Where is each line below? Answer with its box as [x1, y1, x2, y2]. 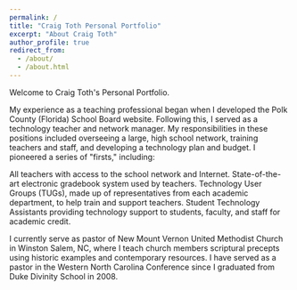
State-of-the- [231, 168, 282, 179]
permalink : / [9, 12, 58, 22]
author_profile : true [9, 37, 90, 47]
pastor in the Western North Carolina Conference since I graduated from [9, 262, 275, 272]
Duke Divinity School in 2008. [9, 270, 119, 281]
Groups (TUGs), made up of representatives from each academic [9, 188, 249, 198]
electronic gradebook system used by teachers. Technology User [21, 178, 262, 189]
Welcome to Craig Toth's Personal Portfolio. [9, 86, 170, 98]
